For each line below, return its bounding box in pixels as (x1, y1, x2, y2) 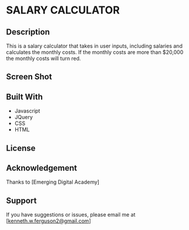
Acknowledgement (6, 163, 77, 173)
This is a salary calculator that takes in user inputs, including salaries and (6, 42, 183, 49)
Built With (6, 92, 43, 102)
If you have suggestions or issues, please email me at (6, 211, 136, 218)
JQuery (14, 114, 33, 121)
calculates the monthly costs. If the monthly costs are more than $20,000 (6, 49, 184, 56)
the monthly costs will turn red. (6, 55, 81, 62)
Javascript (14, 107, 41, 114)
